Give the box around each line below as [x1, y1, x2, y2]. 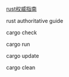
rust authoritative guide [6, 17, 64, 24]
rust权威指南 [6, 5, 37, 12]
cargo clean [6, 64, 36, 71]
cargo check [6, 29, 37, 36]
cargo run [6, 41, 30, 48]
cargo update [6, 52, 39, 59]
